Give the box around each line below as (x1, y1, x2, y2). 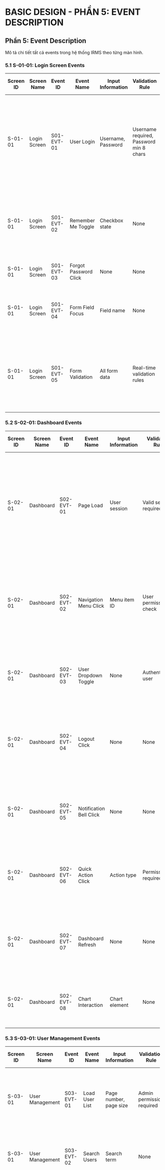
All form (100, 368, 118, 375)
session (110, 505, 128, 512)
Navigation (78, 596, 103, 603)
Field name (100, 307, 125, 314)
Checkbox (100, 217, 124, 224)
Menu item (110, 596, 135, 603)
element (110, 1001, 129, 1008)
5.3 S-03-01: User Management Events (5, 1034, 101, 1041)
